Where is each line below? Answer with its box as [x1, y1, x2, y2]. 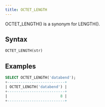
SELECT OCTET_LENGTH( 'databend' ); [5, 75, 76, 80]
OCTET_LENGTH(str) [5, 48, 43, 53]
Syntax [5, 35, 28, 44]
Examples [5, 62, 36, 70]
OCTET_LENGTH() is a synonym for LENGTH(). [5, 21, 100, 27]
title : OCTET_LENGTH [5, 7, 48, 12]
